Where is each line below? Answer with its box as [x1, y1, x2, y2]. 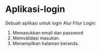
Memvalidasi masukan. [12, 35, 60, 41]
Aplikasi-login [5, 3, 65, 15]
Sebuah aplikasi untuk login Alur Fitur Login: [5, 20, 96, 26]
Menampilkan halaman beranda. [12, 40, 79, 46]
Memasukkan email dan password [12, 29, 84, 35]
